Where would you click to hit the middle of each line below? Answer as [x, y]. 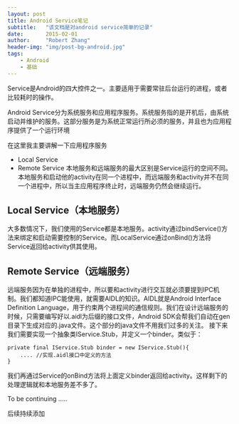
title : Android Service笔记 [48, 21]
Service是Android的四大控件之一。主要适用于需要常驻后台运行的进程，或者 [117, 88]
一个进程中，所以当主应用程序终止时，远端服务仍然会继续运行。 [111, 185]
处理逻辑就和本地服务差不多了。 [54, 385]
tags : [15, 54]
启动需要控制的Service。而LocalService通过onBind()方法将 [125, 238]
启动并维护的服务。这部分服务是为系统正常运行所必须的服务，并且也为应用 [116, 121]
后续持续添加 [26, 413]
